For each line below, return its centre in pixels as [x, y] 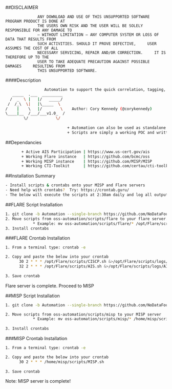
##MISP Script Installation [33, 296]
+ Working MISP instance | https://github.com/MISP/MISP [87, 161]
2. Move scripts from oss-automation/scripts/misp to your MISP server [83, 314]
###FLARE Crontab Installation [38, 238]
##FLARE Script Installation [34, 204]
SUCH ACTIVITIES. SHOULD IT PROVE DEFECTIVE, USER [97, 44]
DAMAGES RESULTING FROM [35, 66]
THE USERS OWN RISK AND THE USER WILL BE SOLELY [90, 26]
